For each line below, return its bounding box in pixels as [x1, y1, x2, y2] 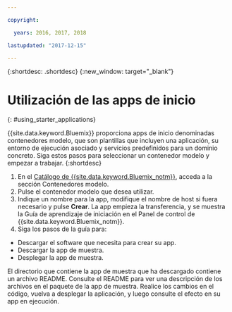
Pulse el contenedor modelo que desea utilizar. [17, 187, 154, 196]
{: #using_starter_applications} [7, 116, 97, 124]
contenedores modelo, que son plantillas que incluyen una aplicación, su [7, 137, 219, 145]
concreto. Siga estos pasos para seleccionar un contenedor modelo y [7, 151, 210, 160]
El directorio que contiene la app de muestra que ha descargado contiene [7, 267, 221, 275]
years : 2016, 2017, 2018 [13, 29, 87, 36]
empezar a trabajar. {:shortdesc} [7, 159, 102, 168]
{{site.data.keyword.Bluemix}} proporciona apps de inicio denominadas [7, 129, 215, 137]
